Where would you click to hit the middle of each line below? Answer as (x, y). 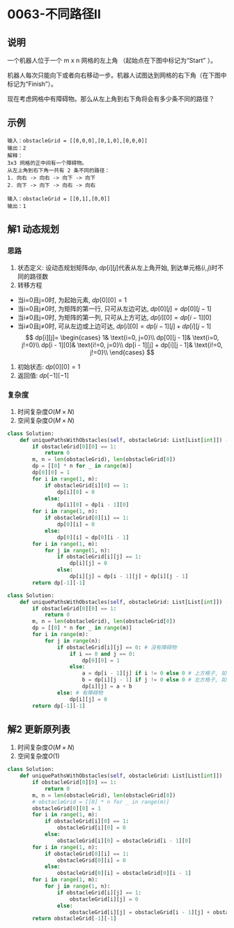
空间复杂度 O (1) (39, 756)
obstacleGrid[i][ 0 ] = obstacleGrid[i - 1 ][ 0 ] (124, 841)
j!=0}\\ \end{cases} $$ (122, 352)
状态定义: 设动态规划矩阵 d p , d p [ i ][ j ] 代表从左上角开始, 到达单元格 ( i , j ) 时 (117, 267)
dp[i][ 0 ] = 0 (76, 492)
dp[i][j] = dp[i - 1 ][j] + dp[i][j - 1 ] (129, 577)
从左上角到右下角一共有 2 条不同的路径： (58, 170)
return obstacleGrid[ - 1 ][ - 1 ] (75, 919)
